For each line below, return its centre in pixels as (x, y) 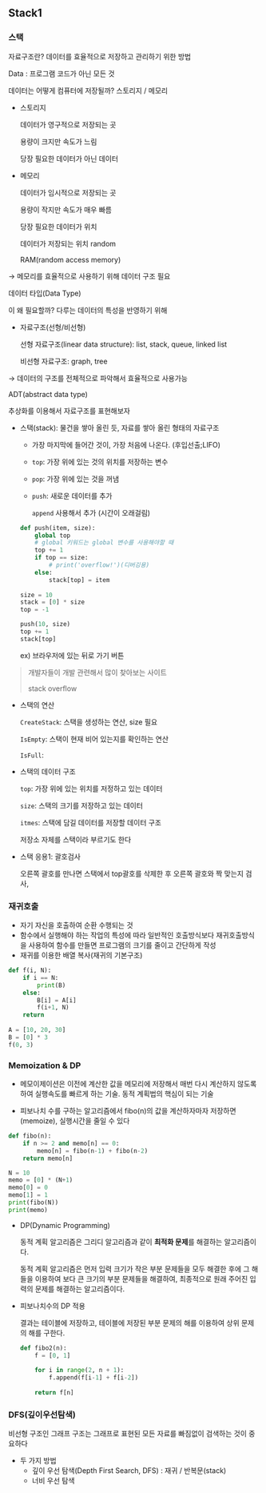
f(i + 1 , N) (53, 1008)
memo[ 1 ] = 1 (28, 1195)
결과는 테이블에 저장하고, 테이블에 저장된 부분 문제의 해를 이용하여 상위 (129, 1322)
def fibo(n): (30, 1136)
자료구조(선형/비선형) (53, 327)
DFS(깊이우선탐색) (42, 1415)
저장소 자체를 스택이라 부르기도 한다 (75, 839)
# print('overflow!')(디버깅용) (99, 565)
